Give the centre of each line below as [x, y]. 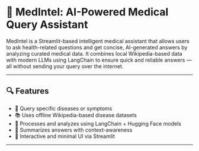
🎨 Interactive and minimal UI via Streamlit [65, 136]
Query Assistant [47, 25]
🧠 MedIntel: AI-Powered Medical [87, 12]
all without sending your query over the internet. [65, 66]
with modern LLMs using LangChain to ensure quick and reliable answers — [99, 60]
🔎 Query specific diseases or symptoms [63, 108]
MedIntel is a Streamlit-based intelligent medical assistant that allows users [98, 41]
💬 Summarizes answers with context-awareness [73, 130]
